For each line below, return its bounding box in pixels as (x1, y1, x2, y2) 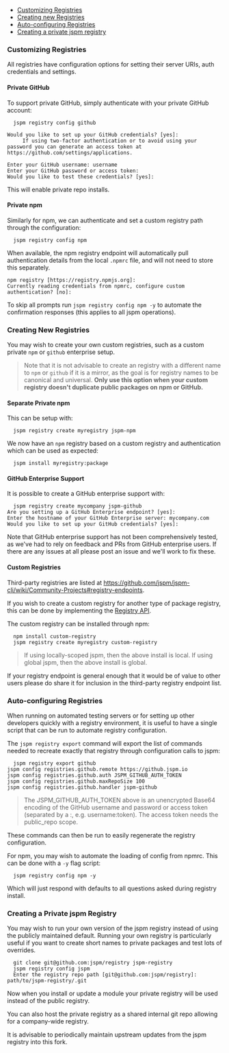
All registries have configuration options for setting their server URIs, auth (7, 60, 215, 69)
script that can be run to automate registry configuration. (7, 726, 167, 734)
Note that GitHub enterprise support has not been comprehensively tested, (7, 533, 218, 541)
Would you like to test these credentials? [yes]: (7, 173, 154, 180)
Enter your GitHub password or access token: (7, 167, 139, 174)
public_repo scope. (23, 818, 79, 826)
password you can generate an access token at (7, 143, 142, 150)
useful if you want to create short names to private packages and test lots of (7, 939, 222, 947)
